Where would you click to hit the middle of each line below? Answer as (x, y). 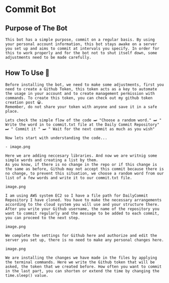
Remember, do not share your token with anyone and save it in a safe (81, 107)
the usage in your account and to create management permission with (80, 93)
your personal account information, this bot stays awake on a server (81, 44)
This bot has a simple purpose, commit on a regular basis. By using (80, 40)
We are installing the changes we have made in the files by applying (81, 258)
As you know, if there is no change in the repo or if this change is (81, 164)
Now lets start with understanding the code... (56, 138)
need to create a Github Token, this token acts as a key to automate (81, 89)
